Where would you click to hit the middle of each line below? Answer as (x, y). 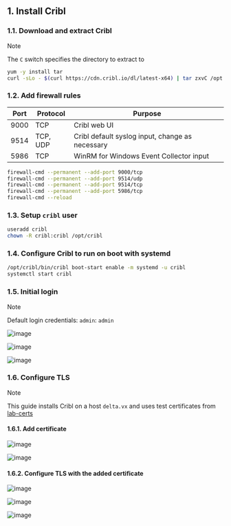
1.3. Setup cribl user (42, 216)
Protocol (51, 113)
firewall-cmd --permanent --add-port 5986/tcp (75, 192)
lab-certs (20, 413)
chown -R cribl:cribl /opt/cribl (55, 236)
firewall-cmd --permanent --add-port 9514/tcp (75, 185)
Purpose (147, 113)
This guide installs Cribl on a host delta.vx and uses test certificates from (112, 406)
